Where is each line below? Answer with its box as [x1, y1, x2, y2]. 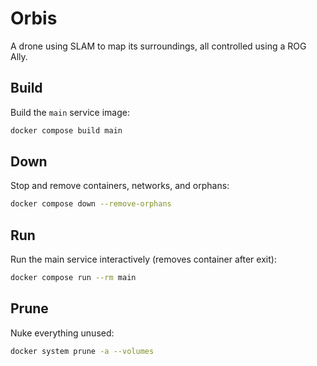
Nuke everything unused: [10, 327, 115, 339]
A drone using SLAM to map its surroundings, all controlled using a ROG [10, 40, 307, 52]
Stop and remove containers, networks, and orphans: [10, 180, 230, 192]
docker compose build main [10, 125, 123, 136]
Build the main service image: [10, 106, 130, 118]
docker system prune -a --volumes [10, 346, 155, 356]
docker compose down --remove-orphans [10, 199, 172, 209]
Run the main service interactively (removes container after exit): [10, 253, 277, 266]
